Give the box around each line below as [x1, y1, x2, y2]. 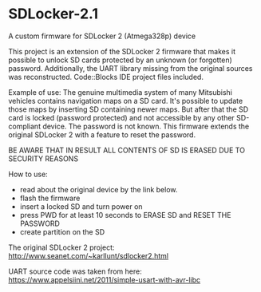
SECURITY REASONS [8, 153, 78, 164]
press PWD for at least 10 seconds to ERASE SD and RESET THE [19, 210, 231, 219]
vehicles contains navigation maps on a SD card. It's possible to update [8, 96, 243, 105]
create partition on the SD [19, 227, 105, 236]
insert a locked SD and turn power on [19, 201, 143, 211]
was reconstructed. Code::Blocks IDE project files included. [8, 72, 204, 81]
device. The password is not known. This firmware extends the [42, 121, 250, 131]
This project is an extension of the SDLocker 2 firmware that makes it [8, 46, 235, 56]
